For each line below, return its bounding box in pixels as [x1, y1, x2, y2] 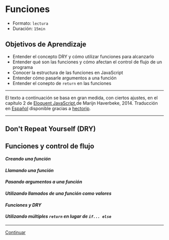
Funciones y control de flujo [5, 142, 95, 150]
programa [12, 64, 33, 70]
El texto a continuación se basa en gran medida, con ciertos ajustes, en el [5, 95, 158, 101]
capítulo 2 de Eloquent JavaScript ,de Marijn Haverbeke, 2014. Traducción [5, 100, 158, 106]
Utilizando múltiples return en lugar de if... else [5, 213, 112, 219]
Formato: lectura [12, 20, 49, 26]
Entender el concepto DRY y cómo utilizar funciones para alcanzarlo [12, 53, 154, 59]
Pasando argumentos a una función [5, 179, 82, 185]
